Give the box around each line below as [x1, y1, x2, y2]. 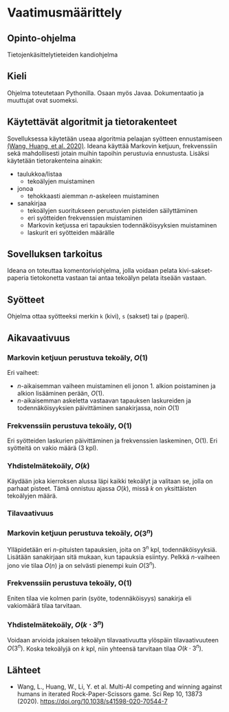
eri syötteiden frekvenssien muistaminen [27, 214, 143, 222]
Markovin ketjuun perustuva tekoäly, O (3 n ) [7, 527, 153, 538]
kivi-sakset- [178, 267, 213, 275]
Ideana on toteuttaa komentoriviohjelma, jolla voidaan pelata [7, 267, 177, 275]
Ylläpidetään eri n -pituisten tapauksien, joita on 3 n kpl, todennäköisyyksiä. [7, 545, 217, 553]
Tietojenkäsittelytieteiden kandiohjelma [7, 50, 118, 59]
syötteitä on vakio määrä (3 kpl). [7, 444, 98, 452]
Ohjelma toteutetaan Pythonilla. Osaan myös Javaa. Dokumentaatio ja [7, 88, 204, 97]
